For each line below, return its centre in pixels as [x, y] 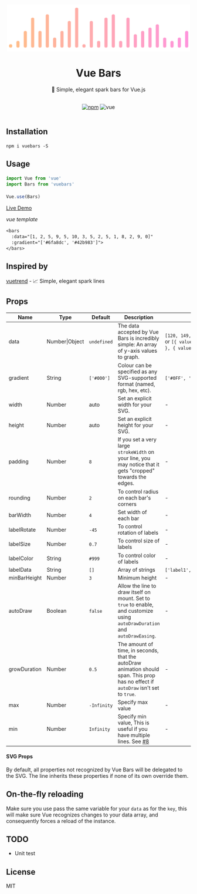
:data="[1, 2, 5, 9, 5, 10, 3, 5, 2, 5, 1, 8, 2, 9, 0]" [82, 237]
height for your [135, 425]
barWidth [20, 515]
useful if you [133, 729]
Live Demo [19, 208]
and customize [135, 611]
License [21, 872]
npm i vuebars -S [27, 146]
